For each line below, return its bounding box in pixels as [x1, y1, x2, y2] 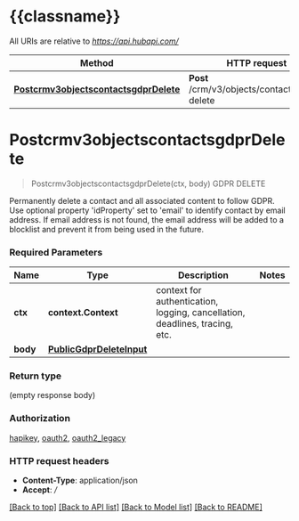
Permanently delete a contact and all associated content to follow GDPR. [9, 195, 275, 206]
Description [177, 269, 229, 281]
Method [79, 56, 114, 69]
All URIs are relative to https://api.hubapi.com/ [9, 36, 180, 46]
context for [155, 284, 202, 297]
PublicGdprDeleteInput [47, 343, 148, 355]
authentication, [155, 296, 219, 308]
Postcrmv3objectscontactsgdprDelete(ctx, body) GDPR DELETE [30, 178, 266, 189]
